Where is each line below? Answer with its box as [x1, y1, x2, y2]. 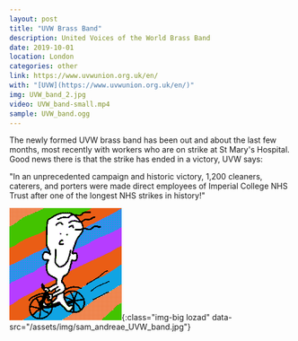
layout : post [9, 14, 58, 23]
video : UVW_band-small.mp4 [9, 100, 110, 109]
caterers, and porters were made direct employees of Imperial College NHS [9, 180, 288, 192]
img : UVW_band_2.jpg [9, 90, 87, 99]
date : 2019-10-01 [9, 43, 74, 52]
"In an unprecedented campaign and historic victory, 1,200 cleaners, [9, 171, 263, 182]
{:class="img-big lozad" [121, 312, 211, 323]
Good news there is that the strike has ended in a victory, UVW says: [9, 153, 263, 165]
